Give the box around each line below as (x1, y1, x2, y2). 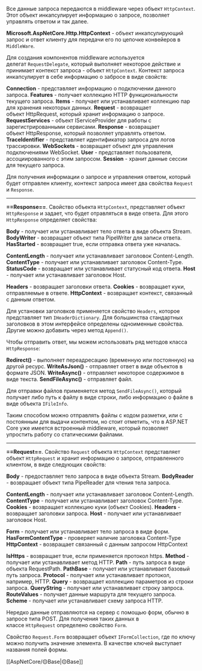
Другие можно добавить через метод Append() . (6, 327, 129, 333)
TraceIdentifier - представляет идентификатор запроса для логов (6, 136, 176, 143)
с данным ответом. (6, 296, 56, 303)
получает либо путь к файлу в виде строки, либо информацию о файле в (6, 394, 194, 401)
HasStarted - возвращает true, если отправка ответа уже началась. (6, 241, 181, 247)
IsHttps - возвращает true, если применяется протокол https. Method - (6, 552, 189, 559)
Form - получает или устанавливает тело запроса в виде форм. (6, 528, 170, 535)
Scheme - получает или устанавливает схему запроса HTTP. (6, 597, 164, 604)
